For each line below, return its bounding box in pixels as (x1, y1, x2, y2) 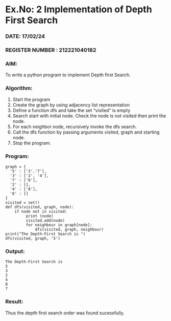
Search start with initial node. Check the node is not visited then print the (12, 113, 166, 119)
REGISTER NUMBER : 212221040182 (5, 47, 96, 54)
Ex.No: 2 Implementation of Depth (5, 4, 152, 15)
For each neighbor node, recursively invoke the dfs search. (12, 123, 137, 130)
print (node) (26, 213, 54, 219)
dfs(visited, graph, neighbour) (35, 227, 104, 232)
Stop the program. (12, 140, 52, 146)
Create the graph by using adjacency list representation (12, 101, 130, 108)
